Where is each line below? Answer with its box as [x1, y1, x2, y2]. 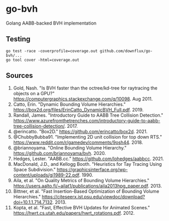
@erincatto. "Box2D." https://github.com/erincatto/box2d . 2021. [13, 128, 148, 135]
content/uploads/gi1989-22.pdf [13, 172, 79, 178]
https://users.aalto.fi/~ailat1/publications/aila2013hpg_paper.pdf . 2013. [13, 183, 162, 189]
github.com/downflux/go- [99, 48, 153, 54]
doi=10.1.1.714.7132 [13, 199, 53, 205]
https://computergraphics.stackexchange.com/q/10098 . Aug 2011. [13, 96, 153, 102]
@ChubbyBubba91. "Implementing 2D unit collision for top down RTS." [13, 134, 162, 140]
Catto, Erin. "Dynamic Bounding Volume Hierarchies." [13, 101, 126, 107]
